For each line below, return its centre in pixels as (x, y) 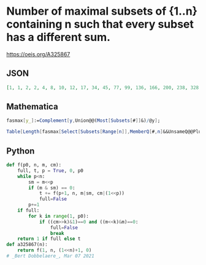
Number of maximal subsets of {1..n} (102, 11)
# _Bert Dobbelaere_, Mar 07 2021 (51, 256)
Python (21, 151)
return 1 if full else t (49, 239)
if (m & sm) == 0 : (52, 188)
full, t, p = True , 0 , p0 (51, 170)
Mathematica (32, 107)
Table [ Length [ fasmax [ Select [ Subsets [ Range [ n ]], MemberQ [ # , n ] (85, 132)
